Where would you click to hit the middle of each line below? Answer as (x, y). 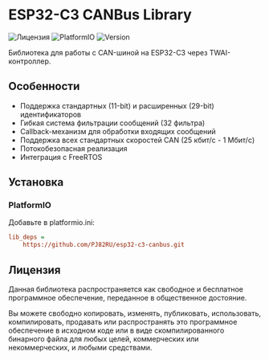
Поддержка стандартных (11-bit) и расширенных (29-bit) (117, 105)
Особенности (44, 86)
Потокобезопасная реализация (73, 148)
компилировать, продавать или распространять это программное (123, 322)
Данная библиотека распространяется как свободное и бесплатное (126, 289)
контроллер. (30, 61)
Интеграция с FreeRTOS (61, 157)
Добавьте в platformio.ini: (51, 223)
